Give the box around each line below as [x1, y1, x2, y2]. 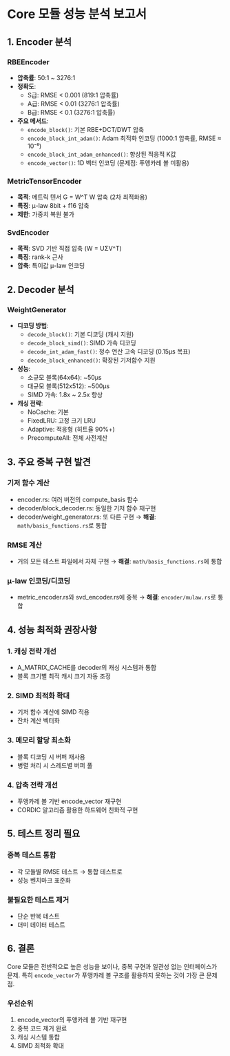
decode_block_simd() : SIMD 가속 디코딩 [27, 339, 136, 347]
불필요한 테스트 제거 [7, 895, 70, 905]
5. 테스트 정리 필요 [7, 828, 81, 840]
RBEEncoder [7, 57, 50, 66]
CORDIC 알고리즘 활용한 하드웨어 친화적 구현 [17, 806, 138, 814]
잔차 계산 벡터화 [17, 716, 60, 725]
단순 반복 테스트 [17, 912, 60, 920]
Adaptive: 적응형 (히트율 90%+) [27, 425, 115, 434]
